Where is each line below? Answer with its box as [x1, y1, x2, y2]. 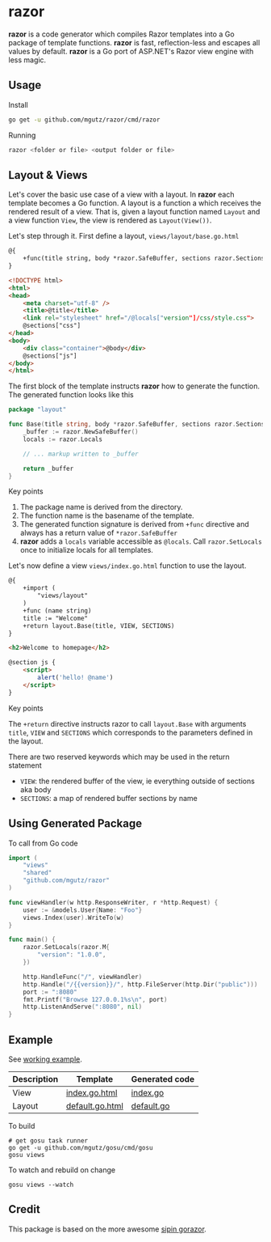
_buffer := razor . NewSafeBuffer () [23, 428, 139, 436]
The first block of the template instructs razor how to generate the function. [8, 381, 261, 391]
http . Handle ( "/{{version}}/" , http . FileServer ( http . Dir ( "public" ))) [23, 980, 258, 989]
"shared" [23, 869, 52, 877]
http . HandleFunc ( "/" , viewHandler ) [23, 973, 143, 981]
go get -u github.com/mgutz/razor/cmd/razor [8, 116, 161, 124]
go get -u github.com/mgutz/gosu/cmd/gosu [8, 1143, 153, 1151]
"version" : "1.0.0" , [37, 951, 106, 959]
